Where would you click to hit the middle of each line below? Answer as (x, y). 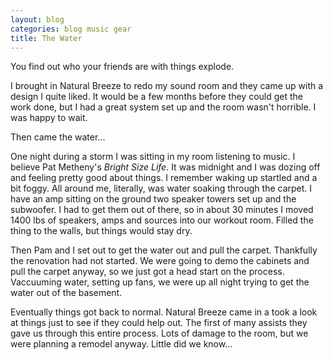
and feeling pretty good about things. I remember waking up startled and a (164, 178)
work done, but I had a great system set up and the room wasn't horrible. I (163, 107)
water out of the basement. (66, 293)
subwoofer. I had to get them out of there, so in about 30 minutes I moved (162, 210)
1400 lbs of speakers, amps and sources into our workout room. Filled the (162, 220)
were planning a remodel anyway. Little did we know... (121, 344)
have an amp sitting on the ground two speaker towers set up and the (153, 199)
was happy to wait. (49, 118)
